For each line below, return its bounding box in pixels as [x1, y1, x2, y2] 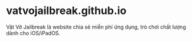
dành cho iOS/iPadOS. [6, 29, 61, 36]
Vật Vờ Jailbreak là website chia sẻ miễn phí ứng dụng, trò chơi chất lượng [6, 23, 186, 30]
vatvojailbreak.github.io [6, 4, 127, 17]
